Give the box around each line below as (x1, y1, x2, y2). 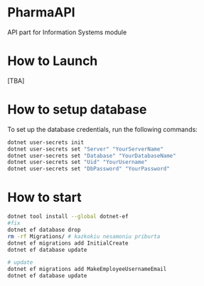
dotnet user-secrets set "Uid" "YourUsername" (7, 158, 148, 166)
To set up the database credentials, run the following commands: (7, 125, 198, 133)
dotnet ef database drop (7, 226, 81, 233)
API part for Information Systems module (7, 28, 127, 36)
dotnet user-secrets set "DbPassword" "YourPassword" (7, 165, 171, 173)
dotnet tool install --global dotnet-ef (7, 213, 129, 220)
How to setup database (7, 101, 147, 118)
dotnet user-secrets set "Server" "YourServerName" (7, 145, 163, 153)
